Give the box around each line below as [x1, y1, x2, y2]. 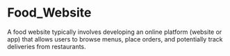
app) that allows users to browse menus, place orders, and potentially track [7, 35, 224, 43]
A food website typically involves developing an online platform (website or [7, 28, 222, 36]
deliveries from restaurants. [7, 42, 87, 50]
